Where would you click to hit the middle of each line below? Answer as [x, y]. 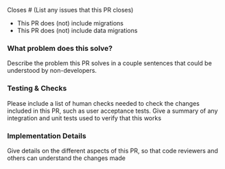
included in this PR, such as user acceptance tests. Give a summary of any [113, 111]
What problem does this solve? [60, 48]
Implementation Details [47, 135]
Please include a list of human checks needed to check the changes [104, 103]
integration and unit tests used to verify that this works [84, 118]
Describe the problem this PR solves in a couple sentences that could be [110, 63]
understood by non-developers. [52, 71]
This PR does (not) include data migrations [77, 31]
